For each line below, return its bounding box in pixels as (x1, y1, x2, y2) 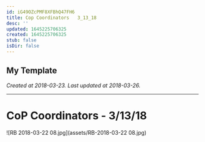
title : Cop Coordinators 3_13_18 (6, 15, 97, 21)
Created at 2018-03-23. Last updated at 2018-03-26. (6, 82, 141, 89)
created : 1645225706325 (6, 32, 67, 38)
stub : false (6, 37, 37, 43)
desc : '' (6, 20, 29, 26)
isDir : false (6, 43, 40, 49)
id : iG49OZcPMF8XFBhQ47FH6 (6, 9, 75, 15)
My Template (6, 65, 57, 76)
